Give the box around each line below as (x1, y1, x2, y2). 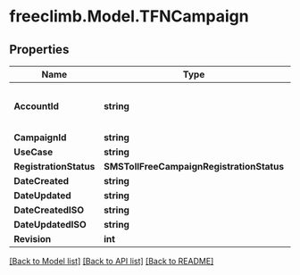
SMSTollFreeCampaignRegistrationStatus (104, 161, 284, 172)
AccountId (13, 100, 60, 112)
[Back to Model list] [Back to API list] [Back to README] (9, 256, 214, 266)
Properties (9, 42, 70, 57)
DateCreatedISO (13, 204, 85, 216)
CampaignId (13, 131, 67, 144)
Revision (13, 233, 52, 245)
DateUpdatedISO (13, 219, 87, 230)
